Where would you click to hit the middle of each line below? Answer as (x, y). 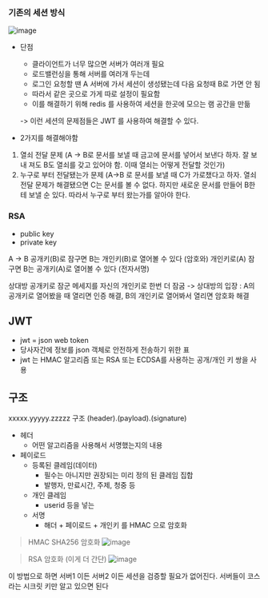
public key (37, 233)
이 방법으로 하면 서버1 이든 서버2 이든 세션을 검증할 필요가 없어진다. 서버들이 (127, 576)
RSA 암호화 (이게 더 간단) (67, 559)
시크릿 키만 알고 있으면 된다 (66, 586)
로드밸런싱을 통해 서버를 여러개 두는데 (91, 74)
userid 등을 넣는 (69, 505)
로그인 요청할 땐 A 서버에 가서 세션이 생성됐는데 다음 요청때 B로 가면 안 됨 (146, 84)
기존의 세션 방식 (37, 12)
